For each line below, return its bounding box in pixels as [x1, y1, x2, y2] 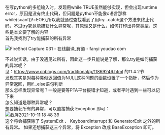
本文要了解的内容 [13, 29, 48, 35]
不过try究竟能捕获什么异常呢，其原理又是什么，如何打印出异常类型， [13, 23, 153, 29]
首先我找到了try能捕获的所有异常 [5, 35, 71, 41]
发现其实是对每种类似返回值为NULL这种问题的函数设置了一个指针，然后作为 [5, 75, 159, 81]
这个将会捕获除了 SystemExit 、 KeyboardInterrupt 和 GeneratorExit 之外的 [5, 118, 156, 124]
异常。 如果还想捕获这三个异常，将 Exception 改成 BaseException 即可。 [9, 124, 157, 130]
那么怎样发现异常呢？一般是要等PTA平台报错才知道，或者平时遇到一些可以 [5, 87, 156, 93]
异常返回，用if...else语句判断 [5, 81, 63, 87]
